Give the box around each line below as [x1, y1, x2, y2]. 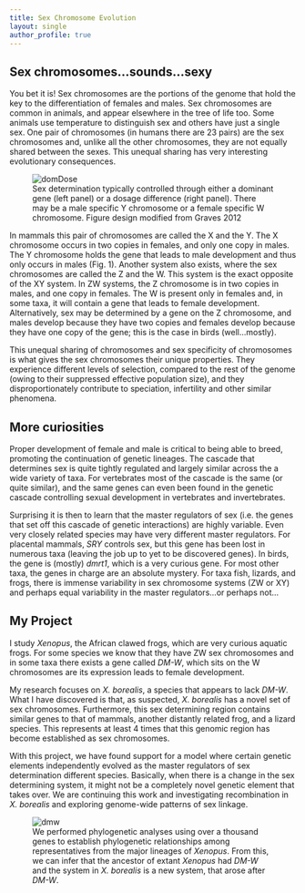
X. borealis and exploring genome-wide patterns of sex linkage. [9, 798, 249, 809]
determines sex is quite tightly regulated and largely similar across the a [9, 463, 280, 474]
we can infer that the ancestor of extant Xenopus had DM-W [32, 855, 259, 866]
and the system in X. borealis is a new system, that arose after [32, 865, 266, 876]
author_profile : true [9, 30, 92, 39]
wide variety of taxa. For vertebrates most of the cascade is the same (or [9, 473, 284, 483]
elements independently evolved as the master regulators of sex [9, 760, 250, 771]
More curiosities [9, 419, 105, 435]
